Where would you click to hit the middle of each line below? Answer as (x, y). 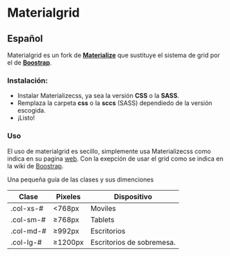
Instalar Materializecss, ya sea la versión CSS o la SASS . (98, 96)
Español (25, 39)
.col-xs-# (27, 208)
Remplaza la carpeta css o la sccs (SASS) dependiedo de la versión (115, 103)
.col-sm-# (28, 219)
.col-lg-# (26, 242)
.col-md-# (28, 231)
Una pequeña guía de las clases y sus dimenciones (81, 179)
